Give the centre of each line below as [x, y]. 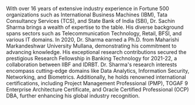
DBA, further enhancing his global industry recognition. [73, 96]
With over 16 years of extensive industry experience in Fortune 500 [88, 9]
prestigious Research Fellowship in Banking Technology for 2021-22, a [92, 58]
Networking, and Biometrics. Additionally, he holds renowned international [96, 77]
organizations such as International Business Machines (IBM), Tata [87, 15]
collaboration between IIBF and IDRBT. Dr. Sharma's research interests [92, 65]
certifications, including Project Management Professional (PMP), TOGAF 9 [97, 83]
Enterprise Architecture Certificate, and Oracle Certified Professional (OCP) [98, 89]
